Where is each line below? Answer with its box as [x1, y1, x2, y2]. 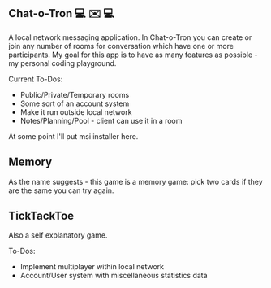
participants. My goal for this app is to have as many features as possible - [8, 50, 258, 59]
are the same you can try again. [8, 185, 114, 195]
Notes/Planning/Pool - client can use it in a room [19, 116, 183, 125]
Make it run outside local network [19, 107, 132, 116]
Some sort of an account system [19, 98, 130, 108]
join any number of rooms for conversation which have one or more [8, 41, 234, 50]
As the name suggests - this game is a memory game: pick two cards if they [8, 177, 264, 186]
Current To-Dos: [8, 74, 63, 84]
